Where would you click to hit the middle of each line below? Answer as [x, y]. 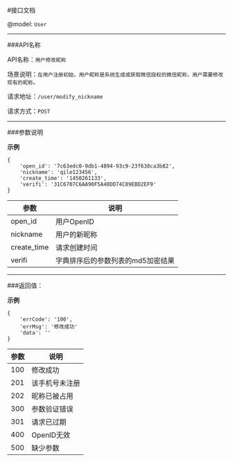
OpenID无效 [51, 435]
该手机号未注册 [56, 383]
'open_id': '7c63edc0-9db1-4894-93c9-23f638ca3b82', [97, 166]
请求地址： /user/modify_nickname [55, 96]
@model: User [27, 24]
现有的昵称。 [23, 82]
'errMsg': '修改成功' [49, 327]
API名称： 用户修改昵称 [37, 60]
